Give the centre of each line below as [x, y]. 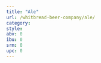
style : [14, 28]
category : [19, 23]
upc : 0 [14, 51]
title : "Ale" [23, 12]
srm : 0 [14, 46]
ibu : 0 [14, 40]
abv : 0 [14, 34]
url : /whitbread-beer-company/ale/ [51, 17]
